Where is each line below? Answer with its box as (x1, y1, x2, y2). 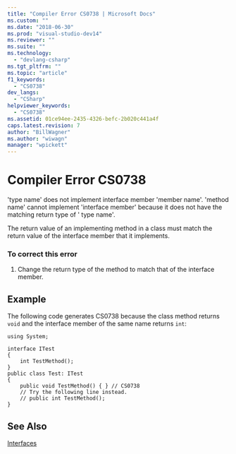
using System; (7, 333, 49, 340)
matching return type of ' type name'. (7, 210, 116, 219)
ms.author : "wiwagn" (7, 135, 68, 142)
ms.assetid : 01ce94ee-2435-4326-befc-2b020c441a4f (7, 115, 159, 122)
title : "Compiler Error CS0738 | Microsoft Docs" (7, 10, 156, 18)
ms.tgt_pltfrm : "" (7, 63, 61, 70)
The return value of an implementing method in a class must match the (7, 224, 213, 233)
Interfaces (7, 438, 37, 447)
